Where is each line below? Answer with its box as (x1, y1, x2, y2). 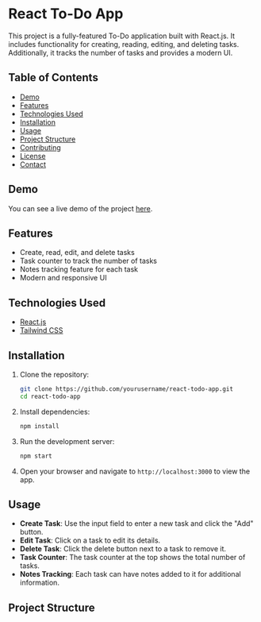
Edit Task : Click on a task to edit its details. (19, 535, 161, 545)
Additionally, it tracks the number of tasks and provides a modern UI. (8, 48, 233, 57)
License (19, 151, 46, 160)
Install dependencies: (19, 407, 90, 416)
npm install (19, 422, 59, 430)
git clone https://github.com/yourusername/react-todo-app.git (19, 385, 234, 393)
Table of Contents (8, 71, 99, 84)
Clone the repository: (19, 370, 90, 379)
